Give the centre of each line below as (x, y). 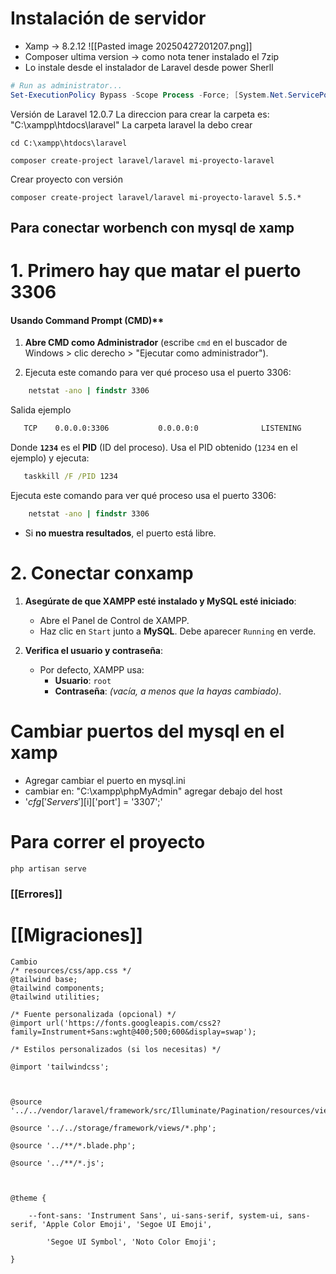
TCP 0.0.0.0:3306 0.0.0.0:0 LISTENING (162, 428)
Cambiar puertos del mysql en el (147, 731)
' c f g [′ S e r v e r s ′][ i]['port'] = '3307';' (93, 801)
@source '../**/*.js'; (57, 1163)
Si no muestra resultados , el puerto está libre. (120, 533)
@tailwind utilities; (55, 997)
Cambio (24, 962)
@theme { (28, 1198)
